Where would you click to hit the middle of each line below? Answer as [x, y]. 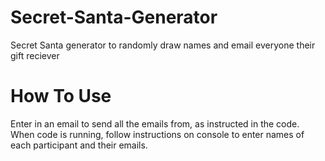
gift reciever [35, 55]
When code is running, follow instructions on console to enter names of [157, 134]
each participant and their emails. [79, 145]
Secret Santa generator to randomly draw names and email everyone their [163, 45]
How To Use [61, 96]
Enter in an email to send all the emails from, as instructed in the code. [155, 123]
